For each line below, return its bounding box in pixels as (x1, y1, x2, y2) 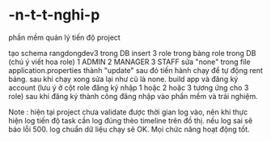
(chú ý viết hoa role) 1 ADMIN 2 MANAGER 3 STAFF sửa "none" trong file (8, 57, 251, 67)
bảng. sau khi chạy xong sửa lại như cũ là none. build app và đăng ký (8, 74, 239, 84)
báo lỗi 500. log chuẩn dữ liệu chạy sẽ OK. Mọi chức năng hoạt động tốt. (8, 124, 250, 134)
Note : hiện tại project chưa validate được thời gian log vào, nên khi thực (8, 107, 248, 117)
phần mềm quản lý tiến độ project (8, 32, 121, 42)
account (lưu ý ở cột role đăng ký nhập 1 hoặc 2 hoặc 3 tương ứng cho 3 (8, 83, 249, 93)
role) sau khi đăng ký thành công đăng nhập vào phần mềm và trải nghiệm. (8, 91, 259, 101)
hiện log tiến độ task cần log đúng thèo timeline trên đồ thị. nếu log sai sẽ (8, 115, 253, 125)
